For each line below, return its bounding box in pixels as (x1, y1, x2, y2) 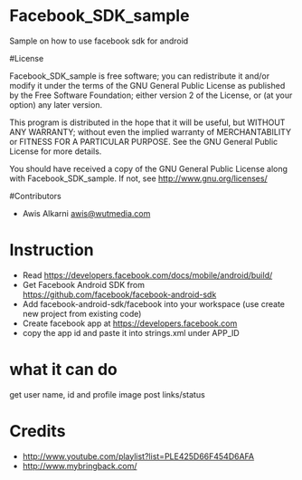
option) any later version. (9, 99, 102, 110)
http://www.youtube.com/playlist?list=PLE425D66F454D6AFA (22, 450, 255, 462)
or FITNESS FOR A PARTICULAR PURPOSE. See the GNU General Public (9, 136, 278, 147)
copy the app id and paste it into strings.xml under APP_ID (22, 327, 240, 338)
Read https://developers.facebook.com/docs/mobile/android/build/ (22, 269, 273, 281)
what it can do (9, 360, 118, 380)
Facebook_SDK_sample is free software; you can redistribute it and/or (9, 70, 270, 82)
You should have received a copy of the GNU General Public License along (9, 163, 288, 174)
